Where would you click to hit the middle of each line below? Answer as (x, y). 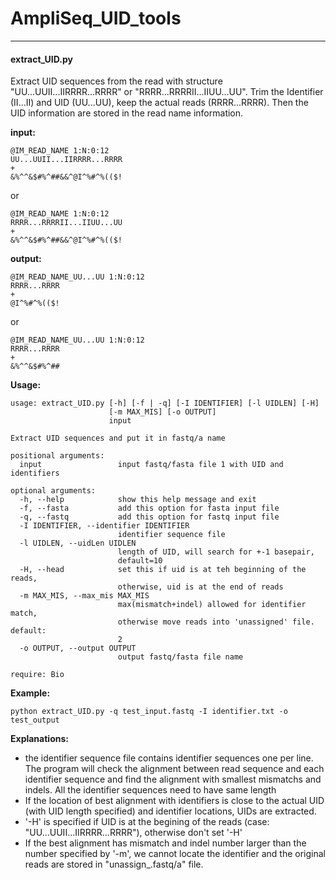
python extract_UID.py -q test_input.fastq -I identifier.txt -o (149, 712)
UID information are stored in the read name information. (127, 113)
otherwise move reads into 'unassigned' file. (216, 622)
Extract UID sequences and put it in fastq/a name (118, 438)
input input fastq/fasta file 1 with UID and (151, 465)
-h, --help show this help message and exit (138, 500)
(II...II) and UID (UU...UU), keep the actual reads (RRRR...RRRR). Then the (159, 103)
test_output (35, 720)
